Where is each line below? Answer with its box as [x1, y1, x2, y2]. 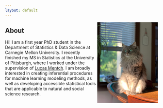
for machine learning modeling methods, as [5, 75, 92, 81]
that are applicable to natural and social [5, 86, 84, 92]
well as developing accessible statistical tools [5, 81, 96, 87]
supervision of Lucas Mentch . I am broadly [5, 65, 91, 71]
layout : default [5, 8, 38, 13]
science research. [5, 91, 41, 97]
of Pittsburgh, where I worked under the [5, 60, 85, 66]
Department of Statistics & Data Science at [5, 44, 91, 51]
